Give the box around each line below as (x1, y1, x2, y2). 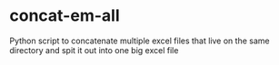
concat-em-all (9, 5, 120, 26)
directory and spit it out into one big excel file (9, 44, 179, 55)
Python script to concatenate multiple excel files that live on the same (9, 35, 270, 46)
